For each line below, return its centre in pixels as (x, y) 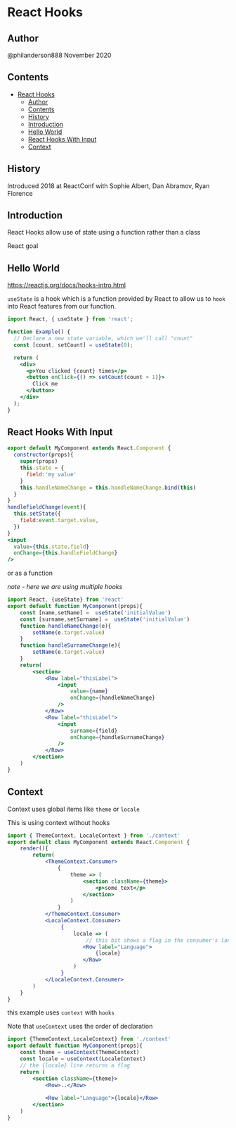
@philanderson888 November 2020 (59, 55)
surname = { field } (94, 731)
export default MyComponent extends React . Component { (89, 448)
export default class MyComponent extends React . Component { (99, 842)
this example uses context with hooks (61, 1012)
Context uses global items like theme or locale (74, 809)
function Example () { (39, 332)
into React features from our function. (62, 306)
